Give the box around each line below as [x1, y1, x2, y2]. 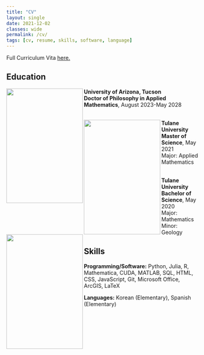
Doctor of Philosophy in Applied [84, 94, 167, 101]
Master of [161, 132, 187, 139]
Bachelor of [161, 189, 192, 197]
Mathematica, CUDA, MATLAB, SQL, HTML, [84, 269, 194, 276]
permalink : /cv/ [6, 32, 48, 38]
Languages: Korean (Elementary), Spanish [84, 294, 191, 301]
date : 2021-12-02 [6, 20, 51, 26]
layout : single [6, 15, 45, 21]
